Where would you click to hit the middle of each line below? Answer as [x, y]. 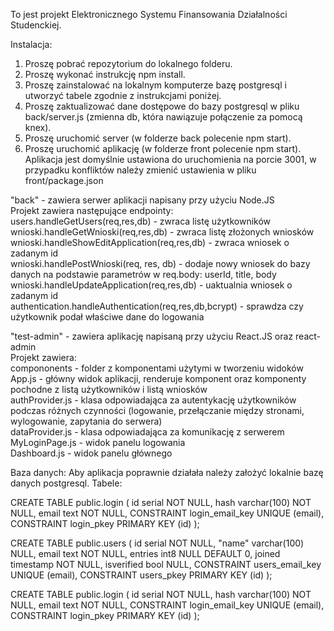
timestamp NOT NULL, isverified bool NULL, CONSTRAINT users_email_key [166, 564]
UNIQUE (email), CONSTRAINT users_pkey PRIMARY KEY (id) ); [141, 575]
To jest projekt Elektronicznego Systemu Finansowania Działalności [149, 14]
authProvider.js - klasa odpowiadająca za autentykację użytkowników [153, 400]
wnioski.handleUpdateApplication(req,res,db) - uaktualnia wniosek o [151, 285]
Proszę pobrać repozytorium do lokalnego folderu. [128, 63]
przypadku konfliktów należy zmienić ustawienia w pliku [140, 170]
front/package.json [64, 180]
